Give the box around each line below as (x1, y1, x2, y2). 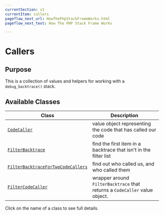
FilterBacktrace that (92, 181, 140, 188)
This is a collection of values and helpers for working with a (5, 78, 125, 84)
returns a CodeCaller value (92, 187, 153, 194)
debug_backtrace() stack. (5, 83, 56, 89)
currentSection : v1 (5, 7, 45, 12)
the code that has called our (92, 126, 157, 133)
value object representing (92, 120, 151, 127)
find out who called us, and (92, 160, 155, 167)
